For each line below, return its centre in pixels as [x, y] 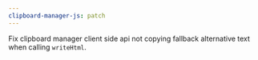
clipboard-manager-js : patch [57, 16]
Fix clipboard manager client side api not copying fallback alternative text [129, 38]
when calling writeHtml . [47, 47]
